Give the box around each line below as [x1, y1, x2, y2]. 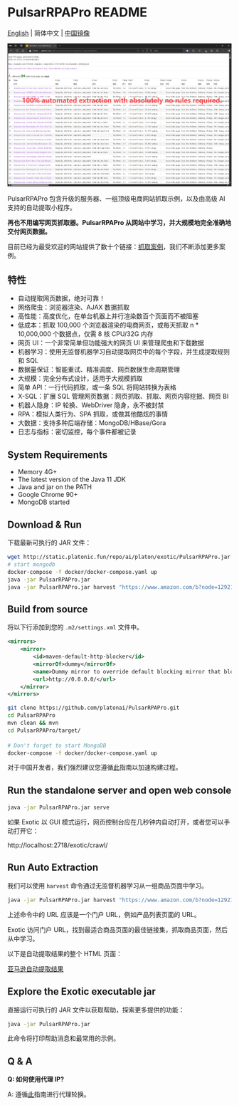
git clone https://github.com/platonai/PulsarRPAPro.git [7, 704, 180, 712]
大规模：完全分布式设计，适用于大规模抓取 [17, 375, 143, 383]
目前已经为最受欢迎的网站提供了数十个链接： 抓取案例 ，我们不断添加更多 [7, 242, 219, 251]
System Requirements [7, 449, 108, 461]
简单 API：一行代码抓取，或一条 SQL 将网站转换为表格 [17, 383, 176, 392]
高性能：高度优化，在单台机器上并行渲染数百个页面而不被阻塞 [17, 312, 199, 320]
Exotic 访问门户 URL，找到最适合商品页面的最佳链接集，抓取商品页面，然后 [7, 925, 228, 933]
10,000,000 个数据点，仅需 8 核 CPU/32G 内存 [17, 330, 154, 338]
